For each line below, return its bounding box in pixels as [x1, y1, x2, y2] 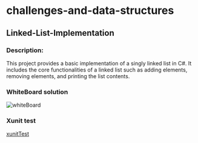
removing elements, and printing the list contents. [6, 72, 130, 79]
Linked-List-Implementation [6, 28, 114, 38]
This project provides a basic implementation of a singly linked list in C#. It [6, 59, 192, 67]
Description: [6, 46, 44, 55]
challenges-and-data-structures [6, 4, 174, 18]
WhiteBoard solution [6, 87, 68, 96]
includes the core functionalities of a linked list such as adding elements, [6, 66, 188, 73]
